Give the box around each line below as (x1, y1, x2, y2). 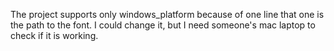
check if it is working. (10, 30, 99, 41)
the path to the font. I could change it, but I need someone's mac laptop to (10, 19, 316, 31)
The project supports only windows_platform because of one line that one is (10, 9, 325, 20)
